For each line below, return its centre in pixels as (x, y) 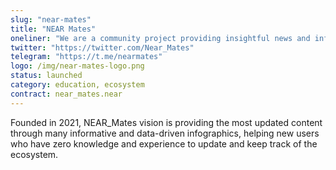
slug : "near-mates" (51, 19)
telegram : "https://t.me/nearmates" (86, 57)
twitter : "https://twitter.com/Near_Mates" (102, 47)
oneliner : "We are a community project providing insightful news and (160, 38)
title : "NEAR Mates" (53, 29)
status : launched (46, 76)
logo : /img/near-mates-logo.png (77, 66)
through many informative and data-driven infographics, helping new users (165, 133)
